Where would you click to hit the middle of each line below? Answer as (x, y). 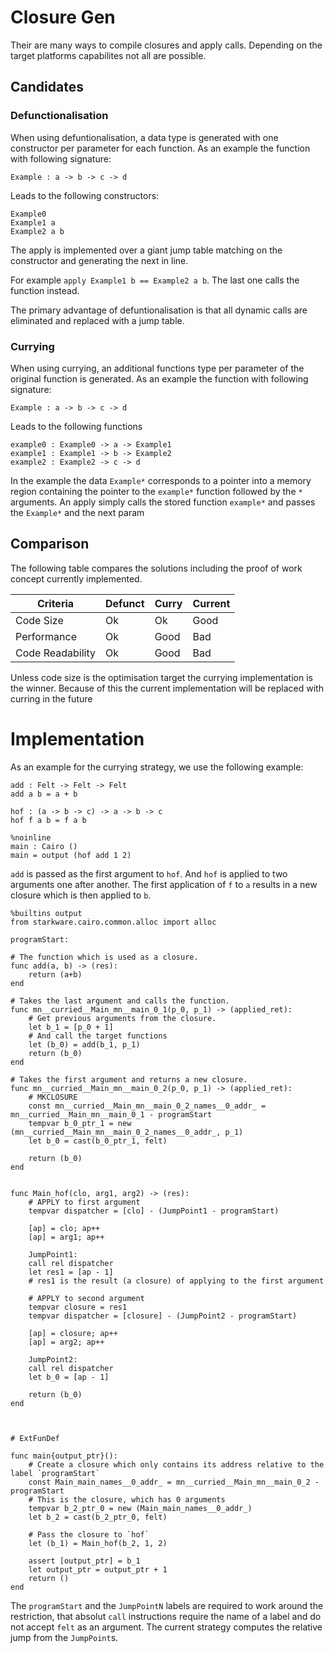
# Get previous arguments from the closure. (122, 1018)
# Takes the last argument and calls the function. (120, 1001)
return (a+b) (55, 974)
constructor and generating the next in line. (99, 260)
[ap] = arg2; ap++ (66, 1342)
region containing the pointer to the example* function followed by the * (156, 491)
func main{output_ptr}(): (64, 1456)
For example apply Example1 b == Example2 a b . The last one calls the (155, 280)
